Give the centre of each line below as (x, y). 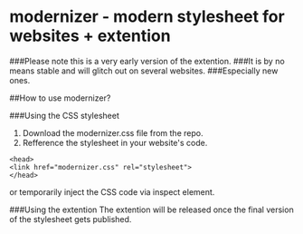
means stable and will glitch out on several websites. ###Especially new (144, 71)
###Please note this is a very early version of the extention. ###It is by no (147, 61)
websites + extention (90, 36)
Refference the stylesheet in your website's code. (115, 142)
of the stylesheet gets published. (71, 219)
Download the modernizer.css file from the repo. (113, 132)
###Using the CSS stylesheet (64, 115)
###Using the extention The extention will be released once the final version (151, 210)
